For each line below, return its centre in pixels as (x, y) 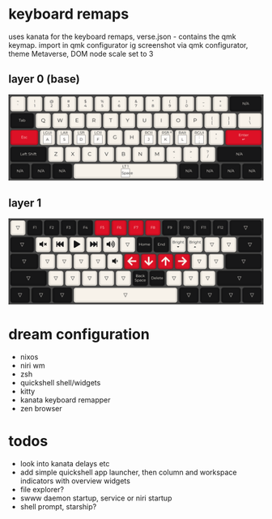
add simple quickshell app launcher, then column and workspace (128, 472)
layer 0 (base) (44, 79)
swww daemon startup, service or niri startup (96, 498)
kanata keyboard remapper (65, 400)
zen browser (41, 409)
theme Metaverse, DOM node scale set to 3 (81, 53)
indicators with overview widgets (75, 481)
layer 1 (25, 203)
